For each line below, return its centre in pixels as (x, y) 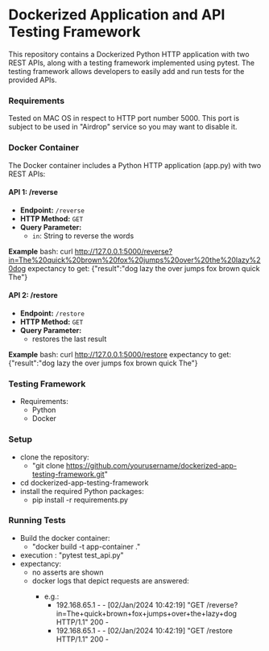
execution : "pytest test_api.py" (72, 555)
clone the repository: (55, 457)
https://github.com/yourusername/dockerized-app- (151, 465)
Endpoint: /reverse (52, 210)
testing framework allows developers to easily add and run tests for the (126, 71)
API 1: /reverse (33, 192)
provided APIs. (33, 80)
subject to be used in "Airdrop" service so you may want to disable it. (123, 127)
